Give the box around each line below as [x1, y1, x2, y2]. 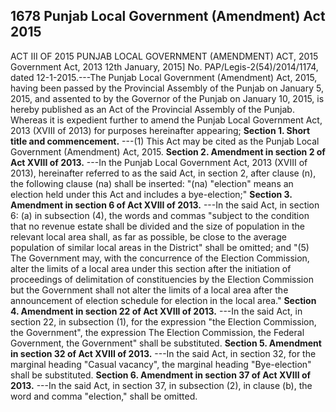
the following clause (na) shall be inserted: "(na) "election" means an [10, 177, 294, 189]
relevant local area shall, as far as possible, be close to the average [10, 230, 287, 243]
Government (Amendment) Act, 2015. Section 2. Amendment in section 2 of [10, 145, 326, 158]
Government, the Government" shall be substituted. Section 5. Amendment [10, 337, 322, 349]
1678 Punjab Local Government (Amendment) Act [10, 8, 326, 25]
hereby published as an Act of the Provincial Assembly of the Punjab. [10, 103, 295, 115]
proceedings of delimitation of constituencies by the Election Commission [10, 273, 314, 285]
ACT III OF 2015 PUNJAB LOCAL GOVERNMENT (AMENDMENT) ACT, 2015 [10, 50, 319, 62]
